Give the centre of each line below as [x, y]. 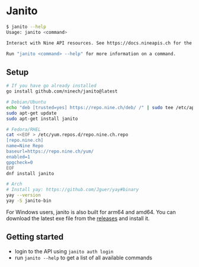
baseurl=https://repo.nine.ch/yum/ [50, 151]
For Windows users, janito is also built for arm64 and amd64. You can [91, 212]
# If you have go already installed [51, 86]
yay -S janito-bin [29, 201]
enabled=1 [18, 157]
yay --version [24, 195]
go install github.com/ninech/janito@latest [62, 91]
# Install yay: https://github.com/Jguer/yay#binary [73, 190]
